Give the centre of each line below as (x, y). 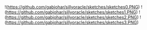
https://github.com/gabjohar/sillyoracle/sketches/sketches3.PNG (72, 22)
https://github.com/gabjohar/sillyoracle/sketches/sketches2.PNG (72, 17)
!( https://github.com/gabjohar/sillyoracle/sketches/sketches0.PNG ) (72, 7)
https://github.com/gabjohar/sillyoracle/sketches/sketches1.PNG (71, 12)
